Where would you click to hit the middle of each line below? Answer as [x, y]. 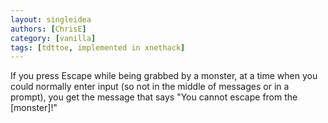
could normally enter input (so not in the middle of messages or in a [150, 87]
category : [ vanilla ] [53, 38]
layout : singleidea [51, 19]
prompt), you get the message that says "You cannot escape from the [154, 97]
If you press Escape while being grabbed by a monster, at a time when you [164, 76]
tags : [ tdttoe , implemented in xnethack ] [98, 47]
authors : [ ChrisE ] [48, 29]
